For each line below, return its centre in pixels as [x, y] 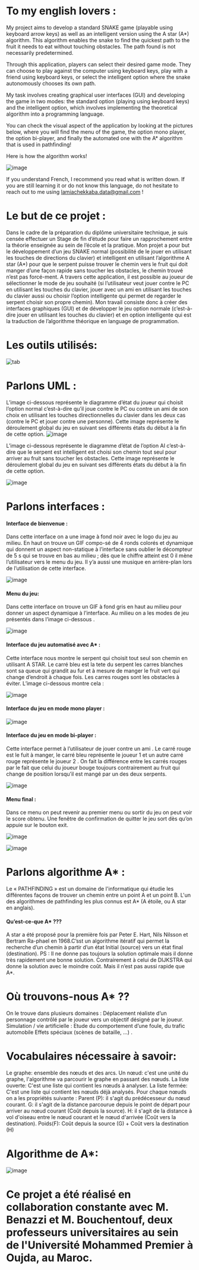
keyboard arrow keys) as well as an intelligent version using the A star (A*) [98, 33]
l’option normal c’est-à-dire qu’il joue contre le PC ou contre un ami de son [97, 408]
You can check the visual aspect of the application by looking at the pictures [99, 125]
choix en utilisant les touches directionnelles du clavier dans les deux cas [96, 415]
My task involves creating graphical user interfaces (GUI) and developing [96, 95]
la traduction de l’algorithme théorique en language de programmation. [93, 321]
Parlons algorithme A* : [66, 872]
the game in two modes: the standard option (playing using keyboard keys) [98, 101]
